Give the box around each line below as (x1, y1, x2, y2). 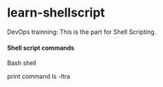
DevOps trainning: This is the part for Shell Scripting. (7, 28, 157, 36)
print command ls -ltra (7, 72, 71, 81)
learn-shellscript (7, 5, 105, 21)
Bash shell (7, 59, 36, 67)
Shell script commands (7, 43, 74, 52)
